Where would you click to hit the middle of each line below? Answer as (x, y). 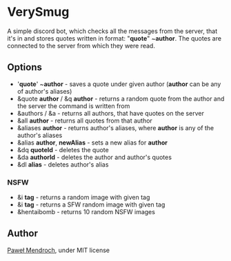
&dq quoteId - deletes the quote (63, 149)
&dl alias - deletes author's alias (63, 164)
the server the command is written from (73, 106)
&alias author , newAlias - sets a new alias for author (92, 143)
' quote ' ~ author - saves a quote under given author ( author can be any (119, 84)
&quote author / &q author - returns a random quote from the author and (121, 98)
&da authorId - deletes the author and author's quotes (94, 157)
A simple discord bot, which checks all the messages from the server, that (112, 31)
